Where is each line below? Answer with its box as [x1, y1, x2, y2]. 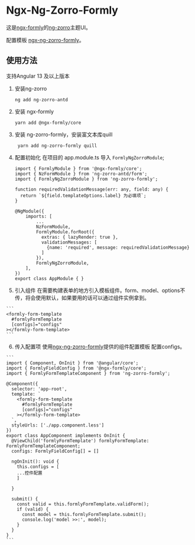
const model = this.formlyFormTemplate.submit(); [21, 511, 147, 517]
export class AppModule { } [14, 275, 84, 281]
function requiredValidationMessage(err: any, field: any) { [14, 186, 169, 193]
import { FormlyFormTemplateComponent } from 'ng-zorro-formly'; [6, 370, 170, 376]
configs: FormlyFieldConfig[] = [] [11, 448, 99, 454]
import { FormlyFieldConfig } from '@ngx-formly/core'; [6, 365, 147, 371]
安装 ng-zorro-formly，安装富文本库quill [14, 131, 113, 138]
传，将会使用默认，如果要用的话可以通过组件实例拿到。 [14, 294, 149, 301]
